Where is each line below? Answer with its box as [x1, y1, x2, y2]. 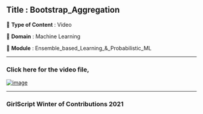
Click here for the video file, [6, 65, 89, 73]
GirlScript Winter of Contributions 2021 [6, 100, 124, 109]
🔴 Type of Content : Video [6, 21, 72, 28]
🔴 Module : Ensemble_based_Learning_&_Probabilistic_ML [6, 44, 152, 52]
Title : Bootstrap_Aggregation [6, 5, 120, 15]
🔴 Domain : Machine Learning [6, 33, 80, 40]
